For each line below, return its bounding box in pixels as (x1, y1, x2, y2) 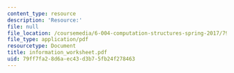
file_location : (7, 29, 52, 37)
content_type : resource (7, 10, 77, 17)
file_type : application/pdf (7, 36, 89, 43)
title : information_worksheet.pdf (7, 49, 108, 56)
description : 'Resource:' (7, 17, 82, 24)
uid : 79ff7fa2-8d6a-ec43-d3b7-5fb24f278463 (7, 56, 136, 63)
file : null (7, 23, 39, 30)
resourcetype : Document (7, 42, 77, 49)
